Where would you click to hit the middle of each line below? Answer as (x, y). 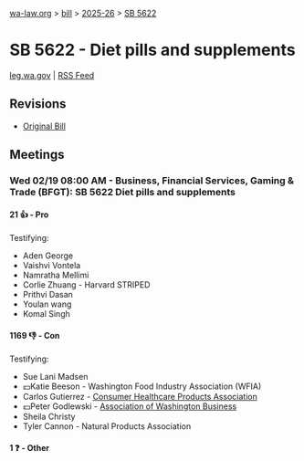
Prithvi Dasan (47, 295)
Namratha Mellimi (56, 275)
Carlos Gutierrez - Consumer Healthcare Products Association (140, 397)
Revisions (38, 104)
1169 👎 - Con (35, 335)
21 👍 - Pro (29, 215)
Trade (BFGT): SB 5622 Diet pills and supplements (122, 193)
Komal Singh (47, 314)
